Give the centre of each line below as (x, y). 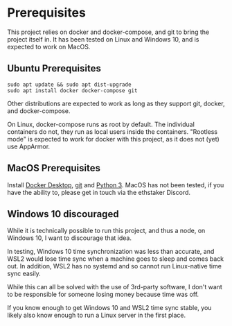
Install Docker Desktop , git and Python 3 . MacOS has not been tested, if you (116, 185)
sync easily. (24, 274)
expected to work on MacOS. (49, 46)
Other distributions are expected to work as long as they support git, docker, (116, 103)
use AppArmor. (29, 146)
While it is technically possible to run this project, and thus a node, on (106, 231)
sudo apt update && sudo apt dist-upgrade (69, 85)
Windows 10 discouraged (63, 214)
